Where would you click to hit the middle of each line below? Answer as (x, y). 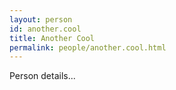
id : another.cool (45, 29)
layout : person (41, 19)
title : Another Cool (52, 38)
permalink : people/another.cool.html (88, 47)
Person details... (42, 76)
